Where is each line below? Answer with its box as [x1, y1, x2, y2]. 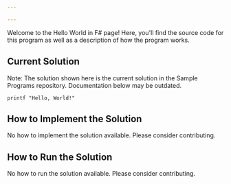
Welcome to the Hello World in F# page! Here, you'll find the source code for [7, 28, 224, 36]
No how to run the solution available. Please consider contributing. [7, 170, 196, 178]
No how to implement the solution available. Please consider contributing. [7, 131, 216, 139]
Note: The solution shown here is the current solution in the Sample [7, 73, 198, 82]
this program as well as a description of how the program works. [7, 36, 190, 44]
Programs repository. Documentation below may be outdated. [7, 81, 182, 89]
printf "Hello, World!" [7, 94, 76, 102]
